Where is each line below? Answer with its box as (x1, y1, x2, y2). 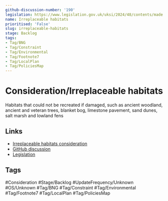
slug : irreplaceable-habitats (5, 26, 69, 31)
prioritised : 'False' (5, 21, 51, 27)
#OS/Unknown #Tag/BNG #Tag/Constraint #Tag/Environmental (5, 184, 136, 190)
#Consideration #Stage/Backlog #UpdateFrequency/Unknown (5, 179, 134, 185)
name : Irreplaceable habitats (5, 17, 69, 22)
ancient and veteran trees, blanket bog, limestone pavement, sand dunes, (5, 107, 157, 113)
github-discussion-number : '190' (5, 7, 75, 13)
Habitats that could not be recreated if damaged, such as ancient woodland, (5, 102, 163, 108)
